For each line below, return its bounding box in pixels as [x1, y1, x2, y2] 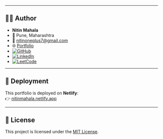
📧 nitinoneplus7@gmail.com [12, 37, 68, 43]
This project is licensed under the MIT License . [5, 129, 99, 135]
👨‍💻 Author [5, 14, 37, 22]
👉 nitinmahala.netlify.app [5, 95, 57, 101]
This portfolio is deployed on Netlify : [5, 90, 79, 96]
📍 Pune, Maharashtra [12, 32, 54, 38]
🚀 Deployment [5, 77, 49, 86]
